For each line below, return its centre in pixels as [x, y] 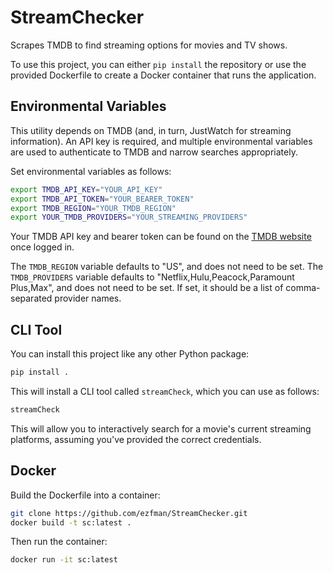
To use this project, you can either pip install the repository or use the [158, 64]
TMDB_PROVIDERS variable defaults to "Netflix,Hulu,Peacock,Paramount [152, 277]
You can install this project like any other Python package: [130, 354]
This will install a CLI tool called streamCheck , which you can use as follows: [165, 391]
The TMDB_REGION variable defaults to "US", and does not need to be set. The [167, 267]
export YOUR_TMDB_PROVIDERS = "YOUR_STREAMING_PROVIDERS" [129, 217]
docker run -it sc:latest [64, 560]
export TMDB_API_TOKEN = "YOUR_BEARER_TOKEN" [102, 199]
